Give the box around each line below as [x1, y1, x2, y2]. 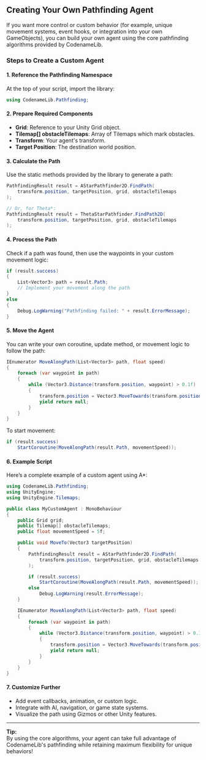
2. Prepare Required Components [6, 110, 93, 117]
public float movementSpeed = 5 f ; [17, 529, 105, 535]
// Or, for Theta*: [6, 205, 56, 211]
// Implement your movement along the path [17, 285, 131, 291]
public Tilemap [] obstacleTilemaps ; [17, 523, 112, 529]
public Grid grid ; [17, 517, 64, 524]
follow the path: [6, 347, 46, 354]
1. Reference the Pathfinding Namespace [6, 71, 113, 79]
